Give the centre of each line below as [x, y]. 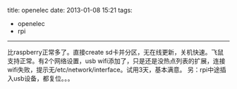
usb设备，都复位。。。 [43, 78]
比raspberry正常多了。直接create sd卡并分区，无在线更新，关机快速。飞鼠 [116, 52]
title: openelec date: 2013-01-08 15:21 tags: [70, 10]
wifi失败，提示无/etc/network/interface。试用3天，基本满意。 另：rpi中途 [114, 70]
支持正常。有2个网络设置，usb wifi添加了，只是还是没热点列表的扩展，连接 [116, 61]
